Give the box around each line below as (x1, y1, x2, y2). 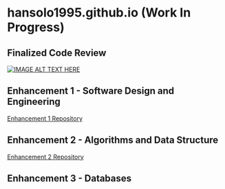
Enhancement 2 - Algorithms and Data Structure (7, 135, 219, 146)
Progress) (7, 19, 65, 35)
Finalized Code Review (7, 47, 107, 59)
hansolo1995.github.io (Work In (7, 5, 191, 21)
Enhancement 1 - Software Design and (7, 85, 174, 97)
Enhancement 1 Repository (7, 114, 83, 122)
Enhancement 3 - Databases (7, 172, 132, 184)
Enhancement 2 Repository (7, 152, 84, 161)
